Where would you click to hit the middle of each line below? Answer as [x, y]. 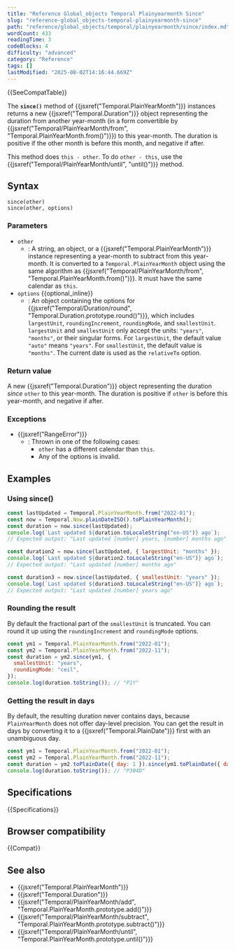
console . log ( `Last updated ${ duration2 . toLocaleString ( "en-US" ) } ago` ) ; [115, 558]
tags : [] [20, 66]
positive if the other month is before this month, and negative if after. [106, 143]
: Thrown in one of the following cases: [84, 442]
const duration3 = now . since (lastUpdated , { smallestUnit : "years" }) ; [114, 577]
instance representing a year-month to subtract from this [110, 256]
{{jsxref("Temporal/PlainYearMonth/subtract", [83, 917]
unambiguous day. [34, 739]
